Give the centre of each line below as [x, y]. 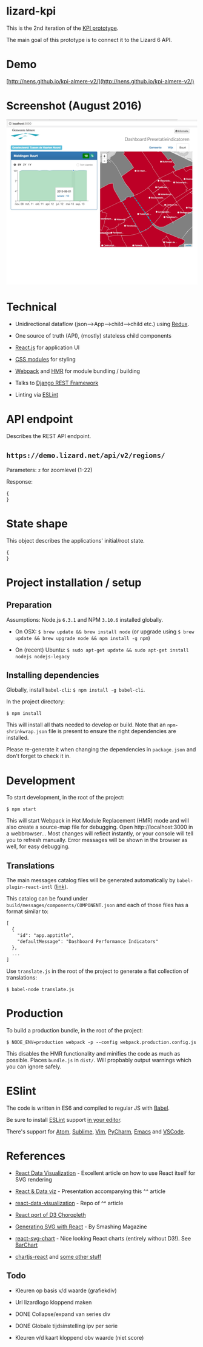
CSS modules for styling [45, 359]
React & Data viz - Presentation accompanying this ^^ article [90, 1191]
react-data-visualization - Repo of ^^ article [69, 1203]
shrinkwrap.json [27, 732]
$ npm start [21, 809]
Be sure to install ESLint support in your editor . [64, 1119]
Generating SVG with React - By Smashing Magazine [81, 1227]
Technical [32, 307]
